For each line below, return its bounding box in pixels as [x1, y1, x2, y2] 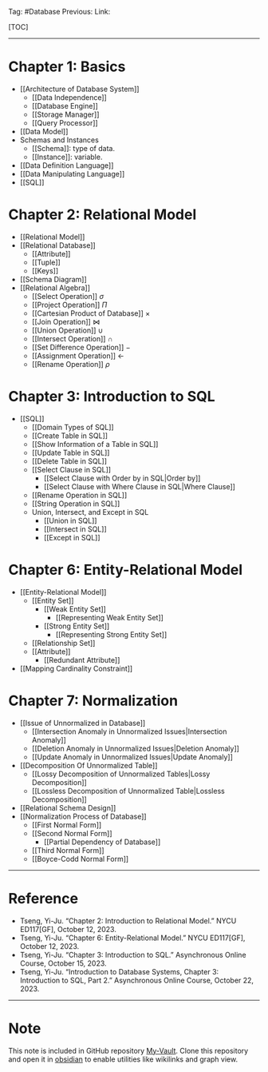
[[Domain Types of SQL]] [31, 422, 114, 432]
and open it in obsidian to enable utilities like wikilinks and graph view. [8, 1054, 238, 1064]
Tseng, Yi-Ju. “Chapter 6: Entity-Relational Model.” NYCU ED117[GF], [19, 933, 246, 942]
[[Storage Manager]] [31, 110, 100, 119]
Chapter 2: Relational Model [8, 205, 197, 224]
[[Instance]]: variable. [31, 152, 103, 161]
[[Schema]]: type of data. [31, 143, 116, 153]
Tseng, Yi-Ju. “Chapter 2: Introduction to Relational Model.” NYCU [19, 915, 237, 926]
